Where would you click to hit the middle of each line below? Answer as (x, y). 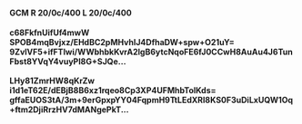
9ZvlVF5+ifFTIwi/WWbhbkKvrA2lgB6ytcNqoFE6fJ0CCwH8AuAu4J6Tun (151, 52)
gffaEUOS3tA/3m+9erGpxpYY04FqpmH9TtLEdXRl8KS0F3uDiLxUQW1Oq (151, 100)
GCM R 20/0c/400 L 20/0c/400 (70, 13)
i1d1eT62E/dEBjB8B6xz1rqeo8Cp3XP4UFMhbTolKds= (113, 91)
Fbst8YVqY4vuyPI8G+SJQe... (68, 62)
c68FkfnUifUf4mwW (50, 33)
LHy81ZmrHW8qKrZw (52, 81)
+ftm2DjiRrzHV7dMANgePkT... (69, 110)
